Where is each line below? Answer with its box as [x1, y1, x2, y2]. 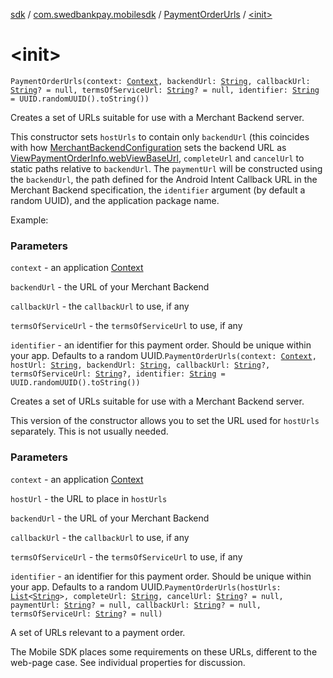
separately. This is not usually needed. [10, 425, 169, 438]
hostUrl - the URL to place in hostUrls [10, 492, 168, 504]
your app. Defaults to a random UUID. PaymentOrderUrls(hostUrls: [10, 580, 282, 593]
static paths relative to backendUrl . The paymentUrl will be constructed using [10, 162, 323, 174]
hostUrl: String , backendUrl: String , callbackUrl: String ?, [10, 360, 271, 371]
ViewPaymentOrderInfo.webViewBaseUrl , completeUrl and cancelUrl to [10, 152, 305, 164]
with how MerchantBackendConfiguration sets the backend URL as [10, 141, 287, 153]
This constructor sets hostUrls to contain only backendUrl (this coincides [10, 130, 310, 143]
